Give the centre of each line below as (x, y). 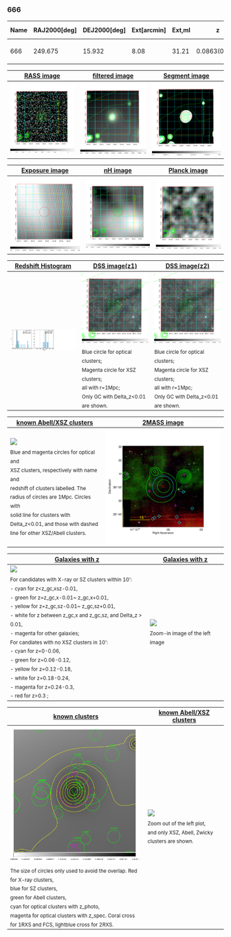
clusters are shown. (170, 841)
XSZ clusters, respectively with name (54, 470)
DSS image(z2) (187, 266)
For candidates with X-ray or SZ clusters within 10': (71, 580)
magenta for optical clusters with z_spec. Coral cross (73, 916)
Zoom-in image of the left (180, 633)
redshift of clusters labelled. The (48, 488)
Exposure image (45, 171)
